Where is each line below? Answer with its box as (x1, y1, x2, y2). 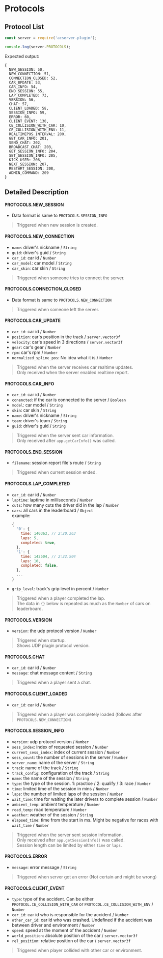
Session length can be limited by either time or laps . (16, 842, 122, 848)
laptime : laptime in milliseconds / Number (11, 497, 93, 503)
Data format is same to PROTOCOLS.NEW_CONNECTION (11, 297, 112, 303)
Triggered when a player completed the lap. (16, 595, 106, 601)
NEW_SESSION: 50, (9, 67, 45, 72)
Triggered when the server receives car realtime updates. (16, 364, 134, 370)
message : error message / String (11, 864, 77, 870)
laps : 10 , (21, 558, 41, 563)
